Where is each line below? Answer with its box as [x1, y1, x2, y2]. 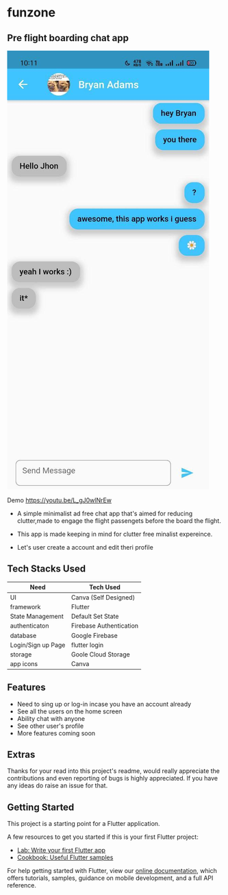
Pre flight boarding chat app [7, 32, 129, 44]
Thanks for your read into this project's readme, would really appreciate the [7, 767, 220, 775]
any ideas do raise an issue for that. [7, 781, 108, 789]
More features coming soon [16, 728, 96, 737]
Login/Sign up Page [10, 641, 66, 649]
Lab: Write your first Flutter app [16, 846, 106, 855]
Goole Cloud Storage [71, 650, 130, 659]
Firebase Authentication [71, 622, 139, 630]
